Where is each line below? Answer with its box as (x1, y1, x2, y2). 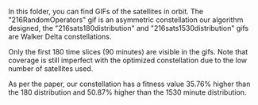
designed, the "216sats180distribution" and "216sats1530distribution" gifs (8, 24, 248, 32)
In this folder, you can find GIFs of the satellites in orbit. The (8, 7, 204, 16)
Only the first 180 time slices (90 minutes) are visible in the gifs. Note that (8, 47, 248, 56)
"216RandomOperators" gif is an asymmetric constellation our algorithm (8, 15, 244, 24)
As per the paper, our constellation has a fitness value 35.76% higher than (8, 79, 251, 88)
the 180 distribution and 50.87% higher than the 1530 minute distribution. (8, 88, 247, 97)
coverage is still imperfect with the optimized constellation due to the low (8, 55, 248, 65)
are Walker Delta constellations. (8, 32, 112, 41)
